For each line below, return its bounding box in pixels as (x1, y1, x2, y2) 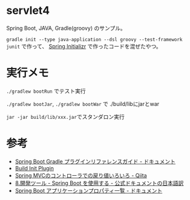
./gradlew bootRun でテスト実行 (6, 87, 86, 95)
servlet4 (6, 4, 50, 18)
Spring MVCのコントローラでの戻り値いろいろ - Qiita (15, 172, 147, 179)
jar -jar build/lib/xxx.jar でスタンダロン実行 (6, 113, 125, 120)
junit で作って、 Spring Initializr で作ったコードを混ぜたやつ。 (6, 42, 162, 50)
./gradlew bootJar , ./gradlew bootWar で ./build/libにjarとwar (6, 100, 160, 107)
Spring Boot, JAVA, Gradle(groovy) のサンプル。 (6, 24, 126, 32)
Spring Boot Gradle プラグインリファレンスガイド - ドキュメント (15, 158, 176, 165)
